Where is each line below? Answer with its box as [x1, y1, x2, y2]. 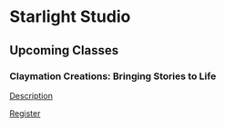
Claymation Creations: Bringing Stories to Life [9, 70, 217, 83]
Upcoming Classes [9, 43, 119, 58]
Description [9, 90, 53, 101]
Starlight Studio [9, 6, 131, 27]
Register [9, 107, 41, 119]
